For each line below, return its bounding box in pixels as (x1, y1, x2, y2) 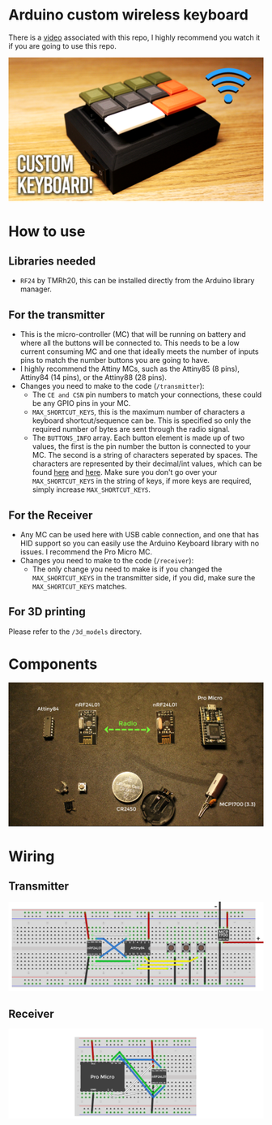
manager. (19, 284, 53, 294)
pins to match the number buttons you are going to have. (19, 356, 210, 365)
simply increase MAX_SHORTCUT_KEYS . (32, 485, 151, 494)
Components (8, 655, 98, 674)
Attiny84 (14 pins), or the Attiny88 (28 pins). (19, 373, 168, 382)
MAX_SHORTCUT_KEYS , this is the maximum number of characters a (32, 407, 245, 417)
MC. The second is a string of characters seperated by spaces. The (32, 450, 258, 460)
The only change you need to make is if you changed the (32, 564, 223, 574)
